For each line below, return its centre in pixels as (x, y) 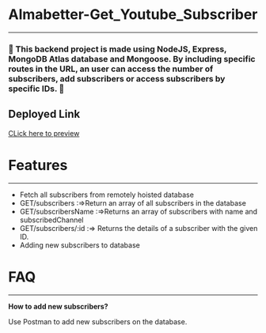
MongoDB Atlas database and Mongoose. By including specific (132, 59)
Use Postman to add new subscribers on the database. (98, 321)
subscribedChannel (51, 220)
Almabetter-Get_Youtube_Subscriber (133, 15)
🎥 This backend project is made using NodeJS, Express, (118, 49)
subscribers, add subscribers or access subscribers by (117, 78)
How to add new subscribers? (58, 306)
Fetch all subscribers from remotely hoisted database (106, 195)
